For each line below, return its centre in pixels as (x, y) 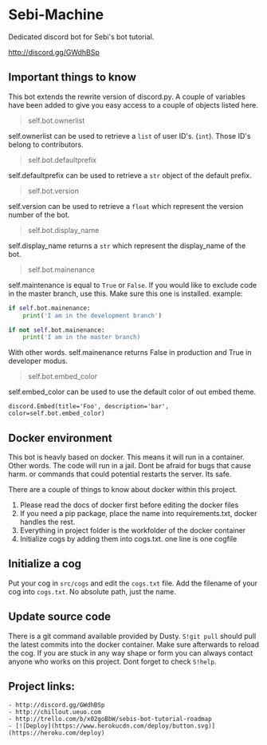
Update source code (60, 617)
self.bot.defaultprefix (62, 160)
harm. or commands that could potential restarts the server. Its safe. (120, 474)
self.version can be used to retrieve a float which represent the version (126, 206)
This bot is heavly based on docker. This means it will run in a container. (126, 457)
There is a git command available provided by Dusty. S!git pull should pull (132, 636)
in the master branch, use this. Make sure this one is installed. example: (126, 294)
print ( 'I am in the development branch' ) (92, 315)
